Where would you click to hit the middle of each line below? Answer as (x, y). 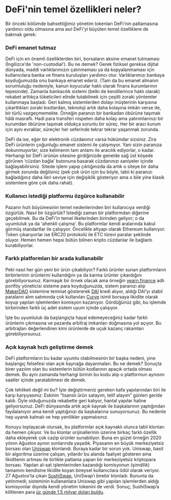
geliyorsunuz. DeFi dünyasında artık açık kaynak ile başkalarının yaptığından (85, 406)
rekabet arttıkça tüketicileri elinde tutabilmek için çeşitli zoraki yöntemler (81, 97)
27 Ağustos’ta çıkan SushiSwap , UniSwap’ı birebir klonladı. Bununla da (79, 476)
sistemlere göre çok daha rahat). (40, 183)
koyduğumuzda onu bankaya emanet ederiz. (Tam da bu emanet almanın (82, 81)
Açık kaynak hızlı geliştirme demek (49, 347)
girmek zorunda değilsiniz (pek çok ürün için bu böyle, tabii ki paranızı (79, 172)
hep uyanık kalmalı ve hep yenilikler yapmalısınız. (57, 417)
